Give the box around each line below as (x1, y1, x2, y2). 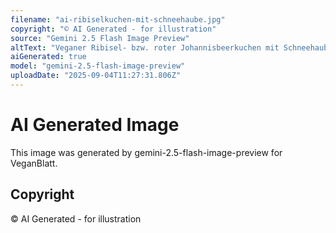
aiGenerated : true (10, 52, 87, 62)
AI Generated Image (10, 114, 180, 136)
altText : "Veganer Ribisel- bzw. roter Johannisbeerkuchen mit (10, 42, 280, 53)
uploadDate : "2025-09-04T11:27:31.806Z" (10, 71, 182, 81)
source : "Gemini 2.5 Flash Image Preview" (10, 33, 190, 43)
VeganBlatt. (10, 157, 58, 169)
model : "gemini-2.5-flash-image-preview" (10, 61, 186, 71)
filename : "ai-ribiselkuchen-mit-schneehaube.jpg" (10, 14, 226, 25)
